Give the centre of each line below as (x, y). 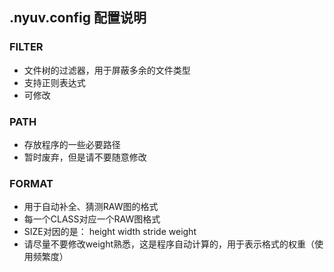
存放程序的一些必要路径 (72, 144)
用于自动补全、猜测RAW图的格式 (91, 207)
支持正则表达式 (54, 82)
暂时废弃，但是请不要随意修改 (85, 157)
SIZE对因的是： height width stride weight (110, 232)
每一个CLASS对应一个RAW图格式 (92, 219)
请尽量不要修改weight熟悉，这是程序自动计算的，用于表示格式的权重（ (169, 244)
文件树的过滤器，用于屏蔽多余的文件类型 (107, 70)
